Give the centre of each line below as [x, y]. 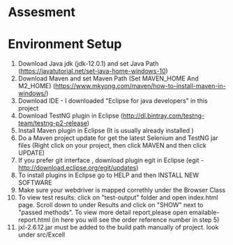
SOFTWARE [35, 183]
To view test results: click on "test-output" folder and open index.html [118, 197]
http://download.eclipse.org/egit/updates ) [78, 168]
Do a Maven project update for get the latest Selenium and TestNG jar [118, 138]
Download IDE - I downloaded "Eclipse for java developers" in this [113, 101]
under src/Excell [42, 234]
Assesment [42, 12]
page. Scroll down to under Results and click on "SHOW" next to [111, 205]
